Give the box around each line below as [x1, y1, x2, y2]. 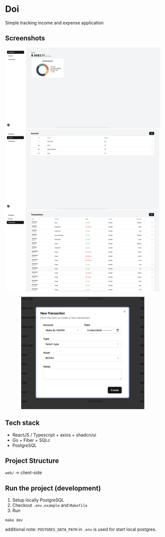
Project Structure [5, 457, 59, 465]
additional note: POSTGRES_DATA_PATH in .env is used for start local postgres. [5, 527, 157, 533]
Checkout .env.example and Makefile [12, 502, 88, 508]
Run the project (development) [5, 484, 101, 492]
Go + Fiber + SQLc [12, 437, 51, 443]
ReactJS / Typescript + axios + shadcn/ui [12, 432, 97, 438]
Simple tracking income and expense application [5, 20, 104, 26]
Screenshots [5, 34, 45, 42]
